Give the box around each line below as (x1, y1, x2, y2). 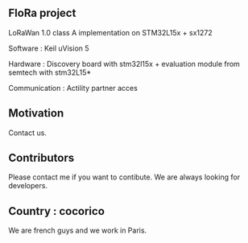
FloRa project (8, 6, 76, 20)
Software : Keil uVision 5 (8, 43, 90, 53)
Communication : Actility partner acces (8, 83, 138, 93)
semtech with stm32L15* (8, 68, 92, 77)
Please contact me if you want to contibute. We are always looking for (8, 172, 240, 182)
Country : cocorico (8, 204, 105, 218)
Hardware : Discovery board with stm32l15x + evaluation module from (8, 59, 240, 68)
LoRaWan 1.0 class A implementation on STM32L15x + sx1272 (8, 27, 213, 37)
